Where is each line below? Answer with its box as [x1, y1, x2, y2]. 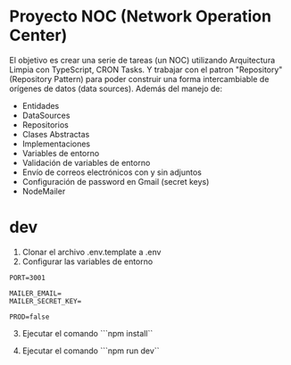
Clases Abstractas [21, 129, 90, 139]
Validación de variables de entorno [21, 157, 151, 168]
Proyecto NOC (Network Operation [9, 6, 272, 27]
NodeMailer [21, 186, 66, 196]
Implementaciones [21, 138, 91, 149]
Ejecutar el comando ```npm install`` [21, 328, 154, 338]
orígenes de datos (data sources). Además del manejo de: [9, 83, 223, 94]
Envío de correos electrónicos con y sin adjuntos [21, 167, 203, 178]
